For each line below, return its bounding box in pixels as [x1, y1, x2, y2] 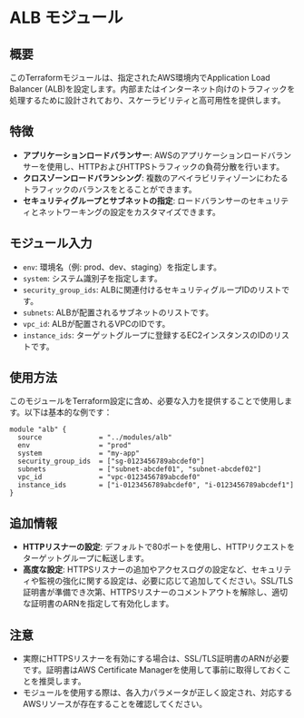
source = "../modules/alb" [17, 433, 172, 442]
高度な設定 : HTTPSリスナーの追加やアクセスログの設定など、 [22, 564, 252, 575]
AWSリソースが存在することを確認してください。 [22, 699, 207, 710]
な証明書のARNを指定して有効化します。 [22, 598, 174, 609]
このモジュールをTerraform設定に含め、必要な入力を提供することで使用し [9, 396, 285, 407]
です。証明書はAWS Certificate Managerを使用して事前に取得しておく [22, 664, 284, 675]
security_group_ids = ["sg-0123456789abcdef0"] [17, 457, 205, 467]
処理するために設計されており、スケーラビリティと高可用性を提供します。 [9, 95, 286, 105]
